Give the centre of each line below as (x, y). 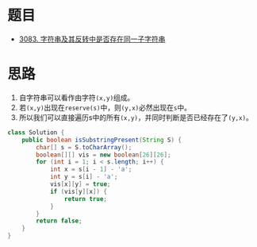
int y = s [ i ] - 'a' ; (84, 177)
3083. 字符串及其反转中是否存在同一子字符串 (92, 39)
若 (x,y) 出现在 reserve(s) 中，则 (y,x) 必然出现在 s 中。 (105, 107)
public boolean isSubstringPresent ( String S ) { (102, 140)
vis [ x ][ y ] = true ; (80, 184)
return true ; (86, 199)
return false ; (59, 221)
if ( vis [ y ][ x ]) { (79, 191)
